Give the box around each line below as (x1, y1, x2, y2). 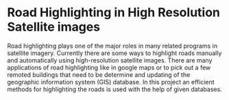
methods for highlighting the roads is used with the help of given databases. (7, 85, 223, 93)
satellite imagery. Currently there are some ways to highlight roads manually (7, 49, 222, 57)
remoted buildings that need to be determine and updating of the (7, 70, 191, 79)
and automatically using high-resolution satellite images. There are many (7, 56, 213, 64)
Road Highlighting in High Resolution (7, 5, 221, 20)
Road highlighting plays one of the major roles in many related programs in (7, 41, 218, 50)
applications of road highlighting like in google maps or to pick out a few (7, 63, 211, 71)
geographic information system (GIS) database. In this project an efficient (7, 78, 215, 86)
